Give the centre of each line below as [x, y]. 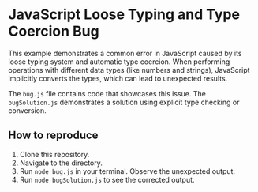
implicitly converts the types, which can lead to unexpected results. [118, 78]
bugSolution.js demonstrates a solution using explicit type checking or [124, 102]
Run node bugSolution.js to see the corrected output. [107, 179]
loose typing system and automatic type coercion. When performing [119, 62]
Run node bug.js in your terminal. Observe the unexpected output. [127, 171]
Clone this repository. [54, 154]
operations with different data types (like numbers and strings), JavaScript [129, 70]
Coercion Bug [54, 31]
